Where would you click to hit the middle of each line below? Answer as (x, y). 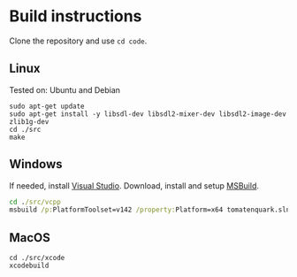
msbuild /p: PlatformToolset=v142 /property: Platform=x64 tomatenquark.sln (150, 210)
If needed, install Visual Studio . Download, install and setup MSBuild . (134, 185)
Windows (36, 164)
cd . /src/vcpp (35, 202)
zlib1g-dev (29, 121)
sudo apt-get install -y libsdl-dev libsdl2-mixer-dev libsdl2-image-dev (148, 114)
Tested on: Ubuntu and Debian (65, 89)
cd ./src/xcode (37, 258)
